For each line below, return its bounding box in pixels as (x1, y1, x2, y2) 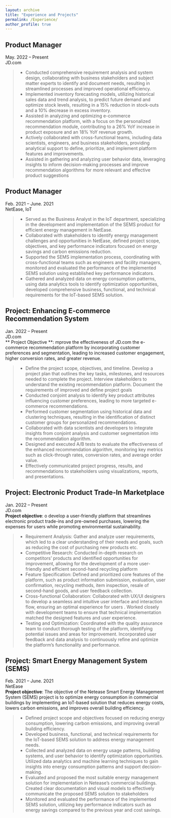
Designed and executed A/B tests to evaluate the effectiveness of (25, 441, 163, 447)
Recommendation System (5, 315, 89, 323)
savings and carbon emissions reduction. (25, 248, 112, 254)
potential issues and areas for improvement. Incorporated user (25, 631, 157, 637)
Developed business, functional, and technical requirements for (25, 731, 159, 737)
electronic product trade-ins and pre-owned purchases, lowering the (5, 518, 150, 524)
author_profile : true (5, 21, 51, 27)
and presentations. (25, 473, 65, 479)
